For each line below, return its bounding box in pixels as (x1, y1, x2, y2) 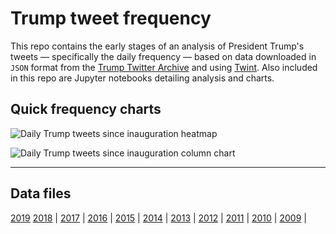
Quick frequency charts (10, 101, 162, 118)
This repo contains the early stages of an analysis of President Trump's (10, 40, 305, 52)
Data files (10, 185, 72, 202)
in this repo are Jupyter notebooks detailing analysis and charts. (10, 72, 275, 84)
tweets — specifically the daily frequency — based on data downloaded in (10, 50, 317, 62)
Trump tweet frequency (10, 7, 212, 30)
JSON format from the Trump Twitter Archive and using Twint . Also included (10, 61, 318, 73)
